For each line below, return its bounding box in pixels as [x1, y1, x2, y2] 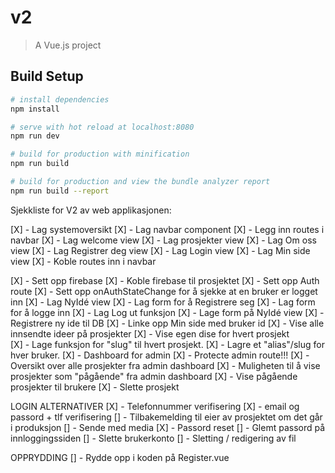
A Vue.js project [34, 39, 102, 51]
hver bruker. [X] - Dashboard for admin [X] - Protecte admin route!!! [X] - [10, 349, 310, 361]
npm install [10, 104, 60, 114]
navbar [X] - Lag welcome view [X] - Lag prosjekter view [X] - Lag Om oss [10, 234, 317, 246]
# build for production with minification [10, 149, 190, 160]
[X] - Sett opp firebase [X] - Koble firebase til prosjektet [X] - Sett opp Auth [10, 274, 320, 286]
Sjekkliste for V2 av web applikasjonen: [10, 204, 172, 216]
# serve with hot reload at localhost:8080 [10, 122, 195, 132]
